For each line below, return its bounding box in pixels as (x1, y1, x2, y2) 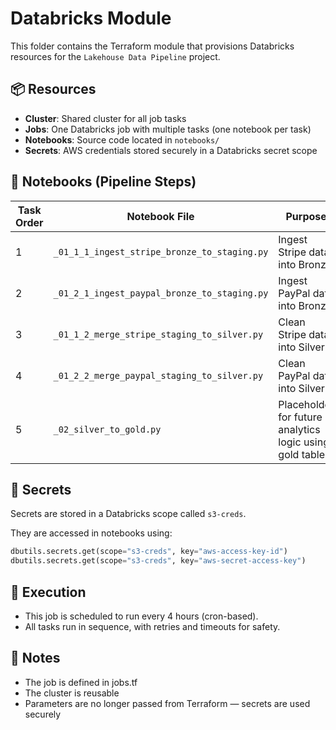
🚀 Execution (10, 583, 87, 601)
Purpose (285, 209, 327, 223)
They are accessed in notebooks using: (10, 527, 173, 539)
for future (278, 410, 323, 424)
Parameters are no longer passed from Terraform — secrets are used (24, 697, 311, 709)
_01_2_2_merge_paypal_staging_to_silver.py (53, 370, 264, 381)
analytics (278, 422, 321, 436)
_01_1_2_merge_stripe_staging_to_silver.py (53, 328, 264, 340)
